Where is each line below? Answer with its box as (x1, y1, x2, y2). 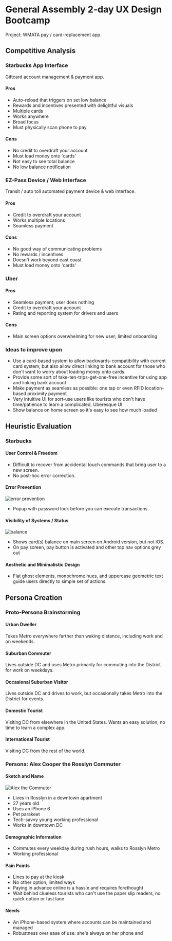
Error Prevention (5, 484, 42, 490)
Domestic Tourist (5, 707, 43, 714)
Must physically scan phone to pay (12, 124, 87, 130)
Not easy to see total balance (12, 158, 75, 165)
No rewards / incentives (12, 251, 64, 257)
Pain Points (5, 862, 30, 868)
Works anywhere (12, 113, 49, 119)
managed (12, 925, 33, 931)
